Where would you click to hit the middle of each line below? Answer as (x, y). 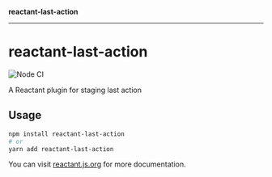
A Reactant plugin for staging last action (75, 90)
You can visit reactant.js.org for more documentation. (97, 164)
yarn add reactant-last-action (61, 149)
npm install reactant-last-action (67, 134)
